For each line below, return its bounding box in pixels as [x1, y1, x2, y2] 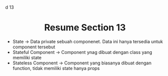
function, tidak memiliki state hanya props [12, 65, 100, 71]
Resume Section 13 [44, 22, 126, 33]
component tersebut [12, 44, 56, 50]
